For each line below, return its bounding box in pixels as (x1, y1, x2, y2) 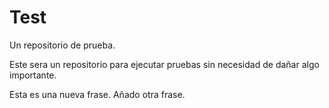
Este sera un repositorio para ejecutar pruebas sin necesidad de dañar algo (9, 58, 320, 70)
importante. (9, 69, 57, 81)
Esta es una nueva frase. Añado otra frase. (9, 88, 186, 100)
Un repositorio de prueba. (9, 39, 116, 51)
